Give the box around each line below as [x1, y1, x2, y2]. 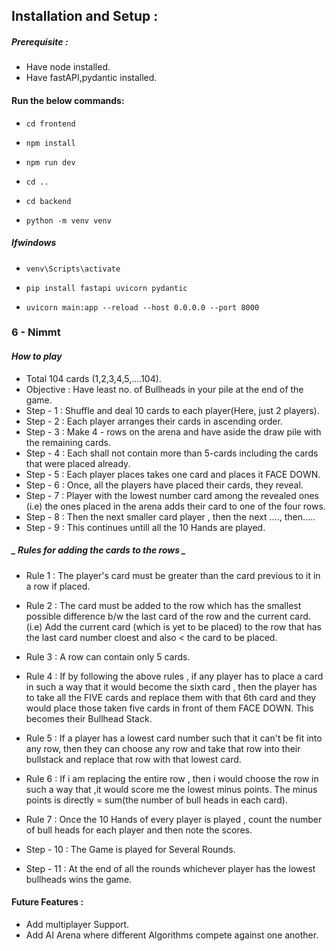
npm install [25, 138, 76, 148]
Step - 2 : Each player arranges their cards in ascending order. [25, 415, 283, 427]
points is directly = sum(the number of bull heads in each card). [25, 794, 289, 806]
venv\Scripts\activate [25, 264, 121, 274]
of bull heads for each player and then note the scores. [25, 824, 253, 836]
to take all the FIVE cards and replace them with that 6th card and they [25, 691, 317, 703]
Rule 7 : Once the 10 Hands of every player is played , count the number [25, 813, 323, 825]
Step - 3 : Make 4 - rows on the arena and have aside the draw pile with [25, 425, 322, 438]
